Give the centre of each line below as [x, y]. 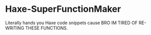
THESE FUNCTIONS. [47, 28]
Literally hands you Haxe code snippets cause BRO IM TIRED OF [71, 23]
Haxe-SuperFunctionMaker [63, 9]
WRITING [15, 28]
